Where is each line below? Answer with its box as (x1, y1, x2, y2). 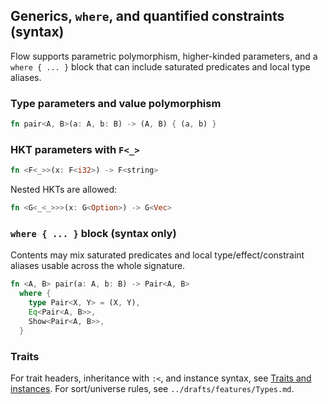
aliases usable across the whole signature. (10, 260, 186, 272)
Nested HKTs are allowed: (10, 184, 118, 196)
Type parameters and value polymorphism (10, 96, 222, 110)
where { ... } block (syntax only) (10, 226, 177, 240)
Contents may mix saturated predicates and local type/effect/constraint (10, 249, 305, 261)
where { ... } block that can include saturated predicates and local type (10, 60, 311, 73)
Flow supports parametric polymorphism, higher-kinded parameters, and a (10, 50, 318, 62)
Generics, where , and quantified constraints (10, 8, 285, 25)
